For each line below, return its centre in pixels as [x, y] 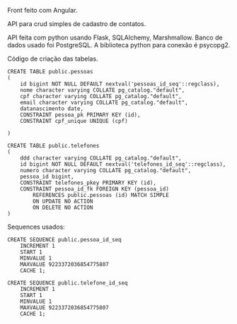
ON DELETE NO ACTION [63, 208]
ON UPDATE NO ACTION [63, 201]
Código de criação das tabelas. [53, 59]
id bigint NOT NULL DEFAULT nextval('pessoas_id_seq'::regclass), [120, 84]
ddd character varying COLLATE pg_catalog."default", [101, 158]
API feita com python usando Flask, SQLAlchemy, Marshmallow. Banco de [115, 37]
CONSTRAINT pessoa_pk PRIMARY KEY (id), [80, 115]
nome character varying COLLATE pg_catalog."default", [103, 90]
